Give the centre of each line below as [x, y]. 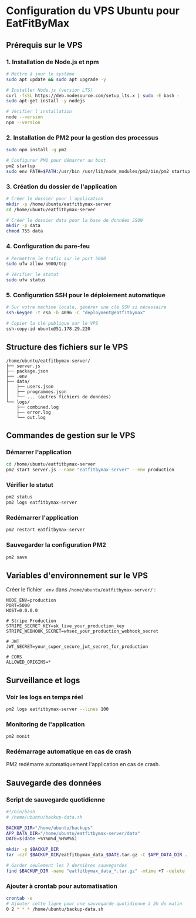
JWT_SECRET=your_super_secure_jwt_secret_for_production [77, 647]
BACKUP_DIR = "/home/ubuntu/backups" [50, 828]
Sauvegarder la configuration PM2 [56, 545]
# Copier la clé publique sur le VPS [52, 324]
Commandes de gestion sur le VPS [71, 436]
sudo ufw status [26, 280]
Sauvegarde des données [54, 783]
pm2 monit [18, 737]
